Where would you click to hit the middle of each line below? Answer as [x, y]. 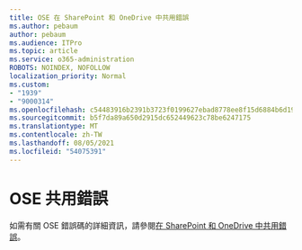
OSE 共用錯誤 [59, 198]
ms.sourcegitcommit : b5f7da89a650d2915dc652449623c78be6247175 [130, 118]
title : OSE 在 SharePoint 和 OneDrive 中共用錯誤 [99, 18]
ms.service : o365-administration [72, 59]
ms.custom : [30, 85]
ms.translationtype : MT [54, 127]
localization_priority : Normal [68, 76]
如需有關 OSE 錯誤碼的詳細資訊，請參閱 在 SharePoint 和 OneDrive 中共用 [144, 225]
